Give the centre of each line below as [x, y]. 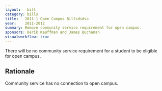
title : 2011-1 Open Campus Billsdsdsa [47, 19]
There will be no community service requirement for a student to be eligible [81, 51]
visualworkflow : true [27, 37]
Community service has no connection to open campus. [62, 83]
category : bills [22, 14]
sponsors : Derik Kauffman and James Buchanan [52, 32]
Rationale [20, 71]
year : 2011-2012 [25, 23]
